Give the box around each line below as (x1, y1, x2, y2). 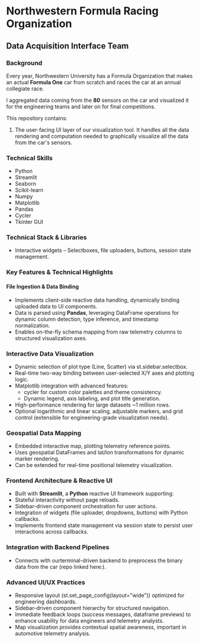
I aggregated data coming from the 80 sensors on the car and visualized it (6, 96, 189, 104)
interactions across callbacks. (14, 528, 88, 535)
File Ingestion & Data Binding (6, 283, 79, 290)
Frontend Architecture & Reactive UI (6, 477, 113, 485)
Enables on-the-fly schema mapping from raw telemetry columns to (14, 328, 182, 335)
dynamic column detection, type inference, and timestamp (14, 316, 159, 323)
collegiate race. (6, 85, 45, 92)
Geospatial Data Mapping (6, 429, 82, 437)
